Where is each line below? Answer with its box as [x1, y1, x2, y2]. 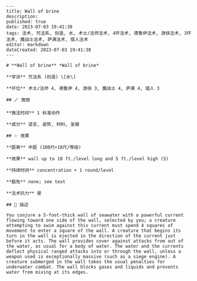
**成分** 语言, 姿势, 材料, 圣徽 [6, 122, 80, 127]
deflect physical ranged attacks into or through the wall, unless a [6, 248, 182, 254]
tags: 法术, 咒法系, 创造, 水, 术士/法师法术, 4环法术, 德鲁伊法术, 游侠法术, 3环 [6, 30, 192, 36]
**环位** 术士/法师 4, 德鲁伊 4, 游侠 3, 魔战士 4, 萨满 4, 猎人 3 [6, 85, 160, 91]
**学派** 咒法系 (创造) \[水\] [6, 74, 76, 80]
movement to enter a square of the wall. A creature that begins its [6, 228, 182, 234]
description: [6, 14, 38, 20]
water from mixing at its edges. [6, 269, 89, 275]
